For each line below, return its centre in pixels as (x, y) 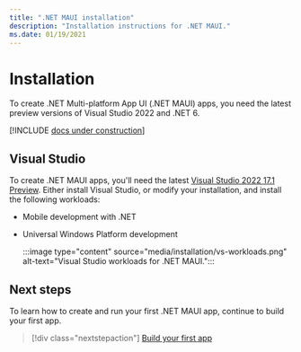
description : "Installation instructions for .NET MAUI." (120, 26)
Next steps (40, 290)
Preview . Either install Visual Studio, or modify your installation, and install (146, 190)
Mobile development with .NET (79, 217)
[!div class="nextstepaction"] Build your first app (122, 338)
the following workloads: (55, 199)
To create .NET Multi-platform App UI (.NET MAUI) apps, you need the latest (150, 103)
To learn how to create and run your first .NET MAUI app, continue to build (147, 311)
